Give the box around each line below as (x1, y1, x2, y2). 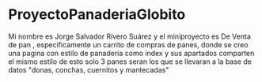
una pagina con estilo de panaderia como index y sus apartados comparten (8, 48, 255, 58)
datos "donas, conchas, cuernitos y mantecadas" (8, 65, 169, 74)
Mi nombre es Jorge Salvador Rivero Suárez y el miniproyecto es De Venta (8, 32, 252, 41)
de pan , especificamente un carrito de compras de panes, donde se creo (8, 39, 249, 49)
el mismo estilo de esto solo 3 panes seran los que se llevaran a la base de (8, 57, 252, 66)
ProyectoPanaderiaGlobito (8, 6, 186, 24)
